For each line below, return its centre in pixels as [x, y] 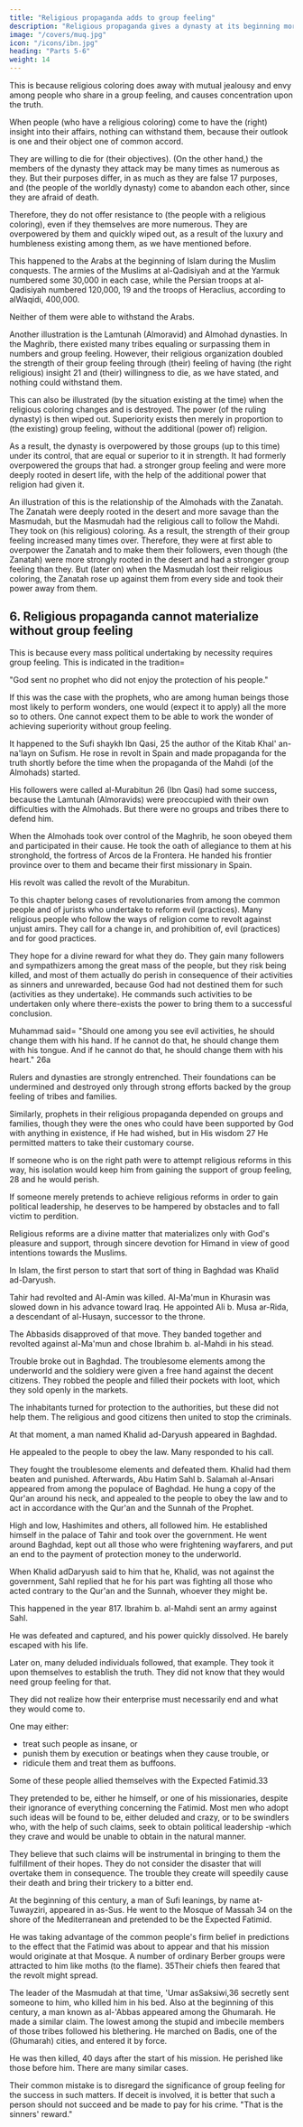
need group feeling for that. [60, 1682]
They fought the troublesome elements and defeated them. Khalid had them [150, 1469]
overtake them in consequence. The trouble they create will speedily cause [149, 1873]
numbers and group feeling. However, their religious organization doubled [147, 354]
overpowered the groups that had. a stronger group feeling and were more [148, 465]
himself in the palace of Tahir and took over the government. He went [138, 1535]
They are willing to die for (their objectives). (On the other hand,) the [136, 159]
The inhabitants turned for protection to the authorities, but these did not [144, 1407]
